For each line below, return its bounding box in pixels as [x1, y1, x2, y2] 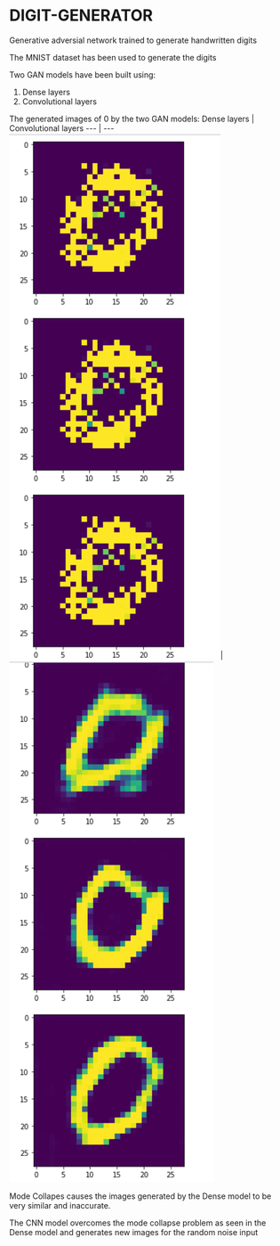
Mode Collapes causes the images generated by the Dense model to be [9, 1191, 272, 1201]
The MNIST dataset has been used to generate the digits [9, 52, 217, 62]
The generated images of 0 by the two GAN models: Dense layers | [9, 113, 255, 124]
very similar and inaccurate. [9, 1200, 111, 1210]
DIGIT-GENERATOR [9, 5, 154, 26]
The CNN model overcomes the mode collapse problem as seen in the [9, 1217, 267, 1228]
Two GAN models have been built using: [9, 69, 156, 80]
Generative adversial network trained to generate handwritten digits [9, 35, 258, 45]
